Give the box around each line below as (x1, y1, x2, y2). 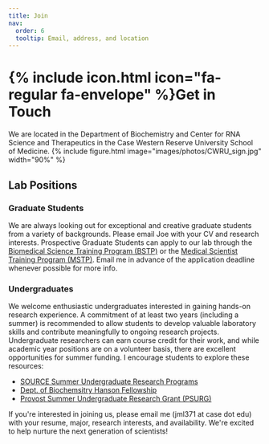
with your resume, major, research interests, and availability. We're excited (8, 418, 255, 428)
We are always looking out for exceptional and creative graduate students (8, 220, 252, 230)
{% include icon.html (8, 69, 152, 87)
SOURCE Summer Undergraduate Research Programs (19, 377, 198, 386)
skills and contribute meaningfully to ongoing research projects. (8, 327, 219, 337)
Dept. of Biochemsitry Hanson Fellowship (19, 385, 157, 395)
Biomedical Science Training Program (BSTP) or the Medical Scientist (8, 246, 238, 255)
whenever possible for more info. (8, 263, 118, 273)
